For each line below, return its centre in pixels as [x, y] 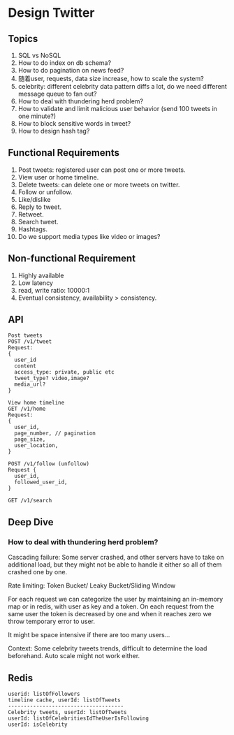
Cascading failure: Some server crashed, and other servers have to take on [116, 558]
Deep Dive [31, 522]
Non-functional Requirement [72, 259]
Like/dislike [34, 199]
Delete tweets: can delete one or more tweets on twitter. [99, 184]
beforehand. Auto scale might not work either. [74, 656]
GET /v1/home [27, 409]
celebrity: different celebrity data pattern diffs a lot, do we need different [122, 86]
